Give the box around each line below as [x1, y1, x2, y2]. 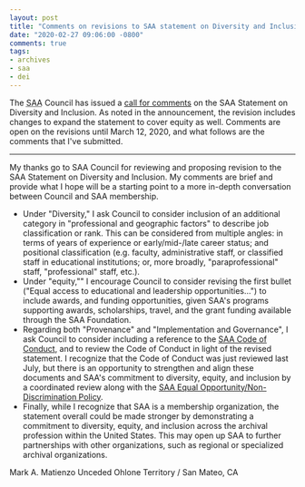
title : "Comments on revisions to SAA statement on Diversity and [9, 22, 266, 31]
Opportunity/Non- [200, 382, 267, 393]
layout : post [9, 13, 59, 23]
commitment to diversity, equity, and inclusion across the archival [22, 420, 268, 431]
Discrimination [22, 391, 77, 402]
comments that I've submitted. [9, 135, 123, 146]
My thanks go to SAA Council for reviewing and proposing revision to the [9, 161, 282, 172]
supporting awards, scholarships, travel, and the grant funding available [22, 305, 292, 316]
